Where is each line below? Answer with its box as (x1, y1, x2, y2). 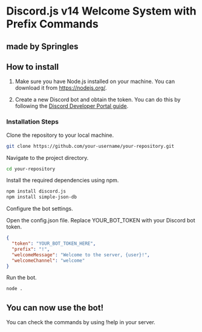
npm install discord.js (6, 188, 67, 194)
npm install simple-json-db (6, 194, 77, 201)
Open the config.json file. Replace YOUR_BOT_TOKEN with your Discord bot (6, 217, 195, 224)
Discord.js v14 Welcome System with (6, 4, 197, 18)
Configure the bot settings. (6, 205, 74, 213)
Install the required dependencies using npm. (6, 177, 119, 184)
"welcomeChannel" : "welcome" (11, 257, 85, 264)
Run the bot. (6, 274, 37, 281)
